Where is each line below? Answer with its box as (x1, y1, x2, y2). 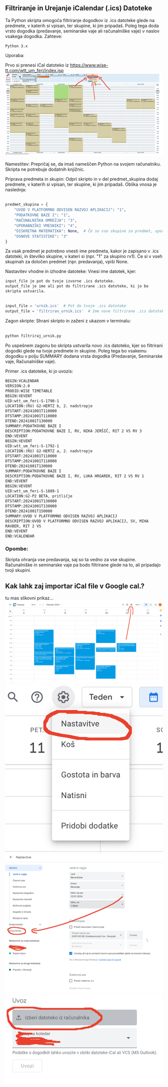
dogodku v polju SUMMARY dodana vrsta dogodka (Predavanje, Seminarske (5, 353, 163, 359)
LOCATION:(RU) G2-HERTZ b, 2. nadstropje (5, 403, 93, 409)
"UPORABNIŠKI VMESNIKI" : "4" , (14, 223, 77, 228)
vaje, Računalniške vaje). (5, 358, 56, 365)
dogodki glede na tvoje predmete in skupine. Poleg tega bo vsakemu (5, 347, 146, 353)
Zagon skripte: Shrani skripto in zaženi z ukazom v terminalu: (5, 318, 131, 324)
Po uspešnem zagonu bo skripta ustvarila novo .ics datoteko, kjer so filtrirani (5, 342, 163, 348)
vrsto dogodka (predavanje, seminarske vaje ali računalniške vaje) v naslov (5, 28, 160, 34)
